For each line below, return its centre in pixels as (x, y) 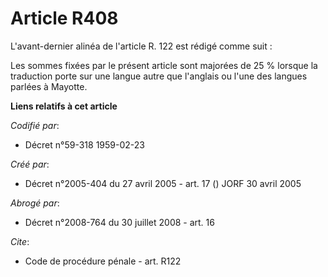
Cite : (20, 241)
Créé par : (30, 164)
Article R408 (64, 18)
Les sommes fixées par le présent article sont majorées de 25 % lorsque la (164, 65)
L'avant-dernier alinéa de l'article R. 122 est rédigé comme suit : (141, 46)
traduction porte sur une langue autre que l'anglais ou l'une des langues (159, 76)
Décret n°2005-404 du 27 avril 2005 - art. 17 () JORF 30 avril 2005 (163, 183)
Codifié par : (35, 125)
